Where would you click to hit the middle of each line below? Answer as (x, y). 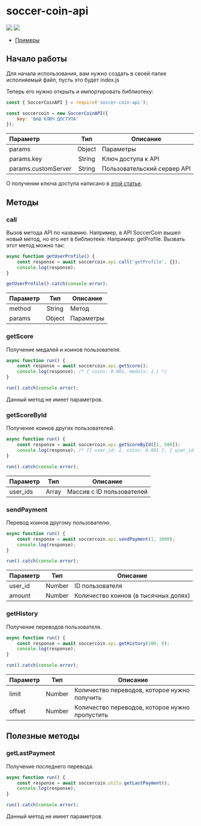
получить (88, 698)
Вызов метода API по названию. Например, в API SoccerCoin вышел (94, 232)
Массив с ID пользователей (107, 492)
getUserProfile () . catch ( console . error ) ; (57, 284)
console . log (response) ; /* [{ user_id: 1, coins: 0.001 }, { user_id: (107, 451)
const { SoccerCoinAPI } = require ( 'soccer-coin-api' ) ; (77, 102)
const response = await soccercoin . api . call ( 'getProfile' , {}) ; (99, 262)
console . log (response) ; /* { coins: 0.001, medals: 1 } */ (92, 372)
